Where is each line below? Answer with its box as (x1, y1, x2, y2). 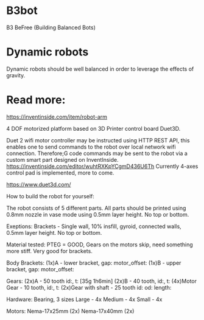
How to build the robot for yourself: (6, 192, 94, 200)
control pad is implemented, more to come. (6, 169, 114, 176)
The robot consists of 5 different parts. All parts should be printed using (6, 204, 186, 212)
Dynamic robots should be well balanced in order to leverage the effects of (6, 65, 194, 72)
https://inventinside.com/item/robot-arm (6, 113, 108, 120)
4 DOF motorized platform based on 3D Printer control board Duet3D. (6, 125, 181, 132)
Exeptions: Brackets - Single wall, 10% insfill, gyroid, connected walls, (6, 223, 181, 230)
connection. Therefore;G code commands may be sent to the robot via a (6, 150, 188, 157)
